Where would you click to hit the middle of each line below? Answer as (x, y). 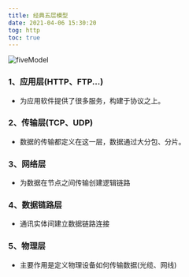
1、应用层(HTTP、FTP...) (56, 82)
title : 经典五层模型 (38, 15)
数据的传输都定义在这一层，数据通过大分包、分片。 (102, 141)
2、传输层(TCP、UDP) (50, 123)
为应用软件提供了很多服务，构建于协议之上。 (92, 100)
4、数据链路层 (35, 205)
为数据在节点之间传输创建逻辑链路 (75, 183)
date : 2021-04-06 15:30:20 (52, 23)
